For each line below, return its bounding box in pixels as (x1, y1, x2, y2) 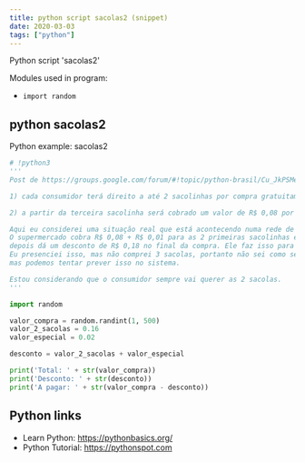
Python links (9, 408, 82, 424)
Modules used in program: (9, 73, 108, 84)
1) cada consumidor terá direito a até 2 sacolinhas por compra (9, 192, 258, 201)
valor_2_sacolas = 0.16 (9, 325, 100, 334)
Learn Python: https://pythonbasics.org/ (22, 432, 173, 443)
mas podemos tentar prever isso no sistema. (9, 258, 181, 268)
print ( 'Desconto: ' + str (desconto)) (9, 374, 152, 383)
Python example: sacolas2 (9, 141, 109, 152)
